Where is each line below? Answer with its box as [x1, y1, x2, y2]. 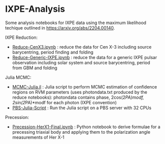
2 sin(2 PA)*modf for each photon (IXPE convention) [12, 99, 117, 105]
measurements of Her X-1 [12, 134, 65, 140]
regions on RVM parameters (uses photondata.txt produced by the [12, 89, 148, 95]
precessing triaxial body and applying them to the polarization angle [12, 129, 151, 135]
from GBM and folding [12, 65, 58, 71]
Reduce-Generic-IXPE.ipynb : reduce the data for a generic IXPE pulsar [12, 54, 157, 60]
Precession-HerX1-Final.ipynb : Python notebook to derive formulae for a [12, 124, 161, 130]
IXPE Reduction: [5, 34, 38, 40]
